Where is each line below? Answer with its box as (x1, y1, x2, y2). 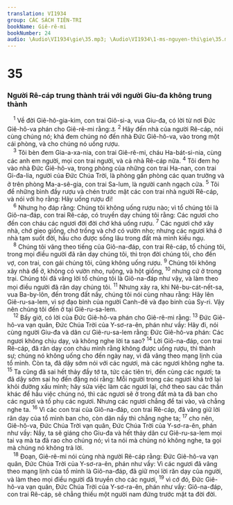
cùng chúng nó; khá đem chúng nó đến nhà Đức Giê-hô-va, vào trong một (7, 132, 220, 140)
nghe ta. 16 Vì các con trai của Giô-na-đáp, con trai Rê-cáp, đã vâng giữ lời (7, 404, 221, 414)
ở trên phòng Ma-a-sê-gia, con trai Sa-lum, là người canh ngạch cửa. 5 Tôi (7, 179, 220, 188)
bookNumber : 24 (7, 29, 51, 37)
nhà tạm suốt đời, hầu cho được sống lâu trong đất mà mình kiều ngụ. (7, 234, 206, 242)
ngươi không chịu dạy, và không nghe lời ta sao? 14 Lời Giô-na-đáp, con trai (7, 336, 223, 345)
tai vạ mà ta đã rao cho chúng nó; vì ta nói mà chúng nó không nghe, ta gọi (7, 436, 222, 445)
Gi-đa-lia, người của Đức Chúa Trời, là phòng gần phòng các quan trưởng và (7, 172, 225, 180)
